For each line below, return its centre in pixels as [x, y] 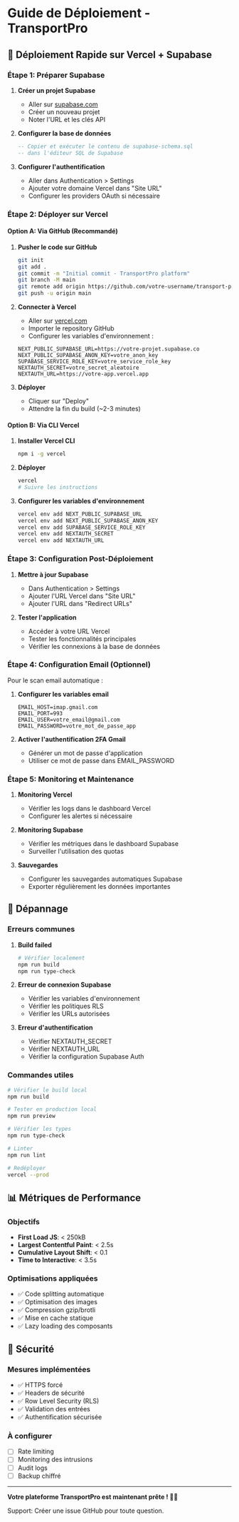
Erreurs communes [41, 929]
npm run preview [31, 1116]
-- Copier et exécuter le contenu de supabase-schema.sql [105, 146]
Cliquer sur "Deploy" [58, 401]
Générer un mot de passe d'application [86, 753]
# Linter [20, 1148]
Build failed [34, 944]
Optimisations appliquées [53, 1279]
